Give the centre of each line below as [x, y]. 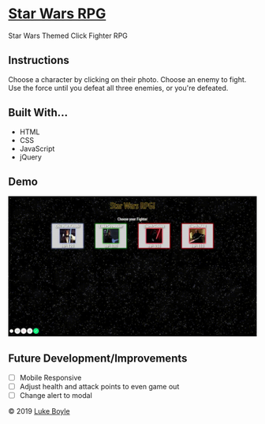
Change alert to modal [56, 395]
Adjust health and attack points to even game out [99, 386]
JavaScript [37, 148]
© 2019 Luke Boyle [39, 411]
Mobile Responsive [50, 377]
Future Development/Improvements [98, 359]
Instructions [39, 60]
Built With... [38, 113]
